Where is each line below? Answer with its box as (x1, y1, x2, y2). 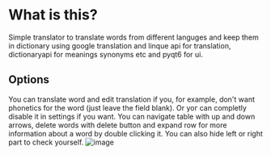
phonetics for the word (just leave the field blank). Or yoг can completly (8, 103, 247, 112)
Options (8, 73, 50, 86)
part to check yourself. (8, 137, 84, 147)
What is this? (8, 6, 99, 24)
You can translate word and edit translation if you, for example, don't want (8, 94, 255, 104)
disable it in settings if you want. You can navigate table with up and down (8, 111, 256, 121)
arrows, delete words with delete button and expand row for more (8, 119, 227, 130)
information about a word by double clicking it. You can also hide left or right (8, 128, 263, 138)
